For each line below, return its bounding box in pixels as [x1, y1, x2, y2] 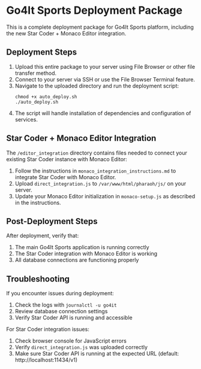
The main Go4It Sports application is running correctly [14, 244, 149, 251]
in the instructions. [14, 199, 61, 206]
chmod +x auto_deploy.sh [14, 93, 77, 99]
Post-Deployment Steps [6, 216, 98, 226]
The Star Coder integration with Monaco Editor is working [14, 250, 158, 258]
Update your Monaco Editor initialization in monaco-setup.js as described [14, 192, 196, 199]
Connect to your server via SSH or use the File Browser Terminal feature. [14, 75, 196, 83]
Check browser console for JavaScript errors [14, 337, 127, 344]
